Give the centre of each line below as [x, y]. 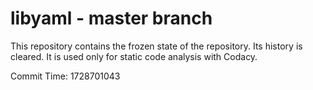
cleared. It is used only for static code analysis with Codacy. [134, 56]
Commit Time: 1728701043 [65, 76]
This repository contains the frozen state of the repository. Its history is [156, 46]
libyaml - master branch [111, 18]
